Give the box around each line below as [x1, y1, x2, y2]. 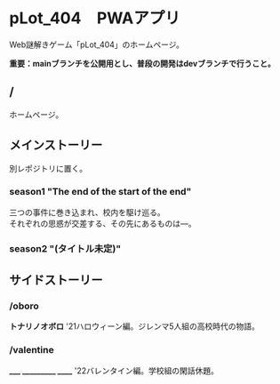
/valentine [9, 344, 55, 356]
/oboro [9, 300, 40, 312]
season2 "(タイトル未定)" [9, 242, 122, 254]
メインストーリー [9, 138, 103, 153]
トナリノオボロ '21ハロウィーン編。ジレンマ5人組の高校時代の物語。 [9, 321, 260, 332]
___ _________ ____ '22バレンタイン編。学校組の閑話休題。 [9, 365, 220, 376]
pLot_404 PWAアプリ [9, 8, 180, 28]
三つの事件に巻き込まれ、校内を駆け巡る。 [9, 206, 166, 218]
